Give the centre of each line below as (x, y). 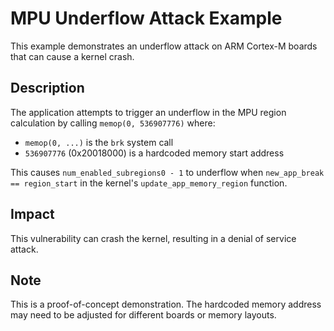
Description (47, 88)
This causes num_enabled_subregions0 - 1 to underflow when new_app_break (167, 172)
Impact (32, 214)
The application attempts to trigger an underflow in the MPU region (148, 112)
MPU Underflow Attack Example (146, 18)
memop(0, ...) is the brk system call (99, 142)
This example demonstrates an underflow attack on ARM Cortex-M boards (164, 46)
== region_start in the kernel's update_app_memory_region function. (149, 183)
